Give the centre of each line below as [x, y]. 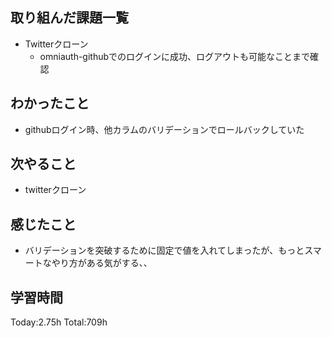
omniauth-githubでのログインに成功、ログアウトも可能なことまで [175, 56]
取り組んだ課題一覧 [69, 18]
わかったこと [50, 103]
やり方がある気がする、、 [102, 263]
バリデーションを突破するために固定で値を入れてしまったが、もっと [164, 250]
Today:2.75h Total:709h [59, 322]
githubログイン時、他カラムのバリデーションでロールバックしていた [164, 129]
